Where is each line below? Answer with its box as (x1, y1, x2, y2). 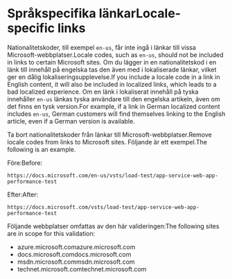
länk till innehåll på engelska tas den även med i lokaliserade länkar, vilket (7, 65, 217, 74)
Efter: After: (7, 190, 39, 198)
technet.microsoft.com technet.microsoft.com (17, 264, 147, 273)
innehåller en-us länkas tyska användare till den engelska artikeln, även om (7, 94, 220, 103)
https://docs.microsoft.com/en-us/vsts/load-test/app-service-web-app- (7, 172, 218, 179)
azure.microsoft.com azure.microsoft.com (17, 242, 136, 251)
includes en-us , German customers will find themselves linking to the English (7, 110, 226, 118)
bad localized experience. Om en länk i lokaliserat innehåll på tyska (7, 87, 199, 96)
